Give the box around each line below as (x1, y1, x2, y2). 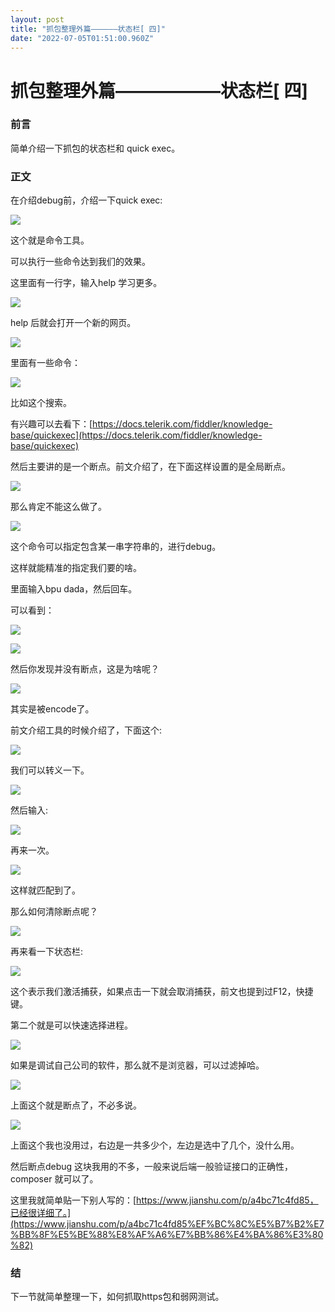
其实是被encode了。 (10, 703, 95, 715)
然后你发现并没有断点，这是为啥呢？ (10, 663, 160, 675)
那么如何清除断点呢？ (10, 906, 98, 918)
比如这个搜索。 (10, 397, 72, 409)
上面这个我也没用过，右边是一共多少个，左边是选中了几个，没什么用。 (10, 1139, 300, 1151)
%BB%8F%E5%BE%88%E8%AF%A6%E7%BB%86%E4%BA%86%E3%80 (10, 1229, 324, 1241)
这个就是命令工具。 (10, 234, 90, 246)
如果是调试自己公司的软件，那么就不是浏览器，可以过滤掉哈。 (10, 1059, 265, 1071)
